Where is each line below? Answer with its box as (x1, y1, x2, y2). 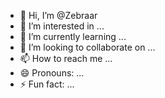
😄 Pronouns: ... (19, 67, 85, 79)
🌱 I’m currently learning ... (19, 31, 127, 42)
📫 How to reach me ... (19, 53, 113, 64)
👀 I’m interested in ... (19, 20, 105, 32)
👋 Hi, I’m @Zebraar (19, 10, 98, 21)
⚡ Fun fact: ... (19, 78, 75, 90)
